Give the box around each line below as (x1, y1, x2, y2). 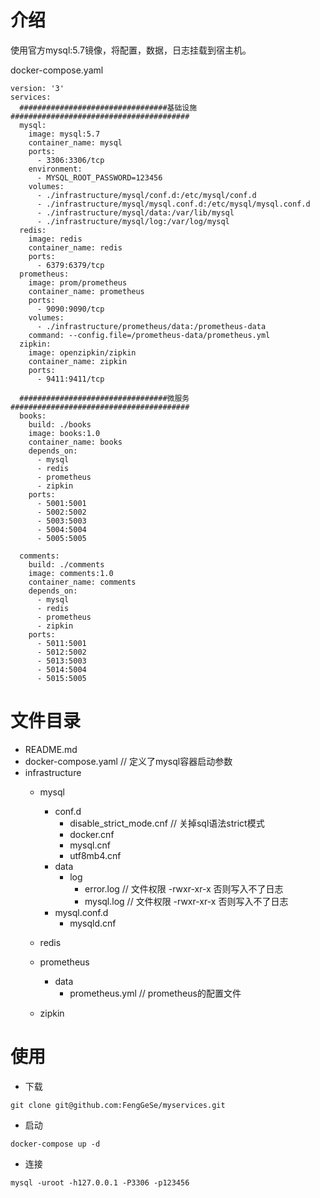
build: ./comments (28, 559, 105, 570)
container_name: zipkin (28, 356, 128, 366)
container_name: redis (28, 242, 123, 253)
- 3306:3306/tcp (36, 155, 105, 165)
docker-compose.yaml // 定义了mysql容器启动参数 (24, 755, 233, 767)
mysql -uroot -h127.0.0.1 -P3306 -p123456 (10, 1177, 190, 1188)
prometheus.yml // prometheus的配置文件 (69, 987, 242, 999)
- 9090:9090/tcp (36, 304, 105, 314)
